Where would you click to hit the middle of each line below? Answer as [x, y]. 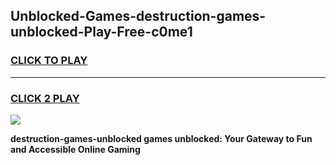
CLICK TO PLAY [49, 61]
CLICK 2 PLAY [45, 98]
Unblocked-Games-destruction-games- [138, 16]
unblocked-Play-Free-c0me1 [101, 32]
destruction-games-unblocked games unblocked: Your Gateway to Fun [161, 138]
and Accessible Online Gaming [75, 149]
